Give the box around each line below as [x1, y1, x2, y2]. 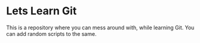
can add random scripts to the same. [6, 30, 97, 37]
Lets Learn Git [6, 4, 77, 18]
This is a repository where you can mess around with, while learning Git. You [6, 24, 195, 31]
